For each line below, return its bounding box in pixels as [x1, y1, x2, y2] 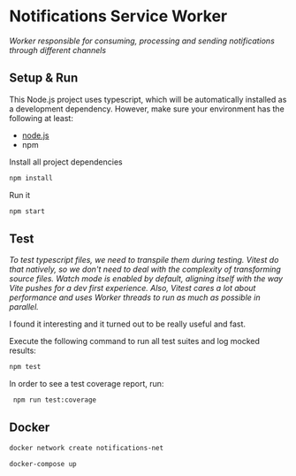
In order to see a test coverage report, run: [9, 379, 164, 389]
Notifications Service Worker [9, 6, 228, 27]
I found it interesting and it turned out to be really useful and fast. [9, 319, 246, 329]
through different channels [9, 44, 107, 55]
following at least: [9, 112, 73, 123]
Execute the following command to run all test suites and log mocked [9, 336, 261, 347]
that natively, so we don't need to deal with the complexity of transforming [9, 264, 281, 275]
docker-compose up [9, 459, 77, 468]
